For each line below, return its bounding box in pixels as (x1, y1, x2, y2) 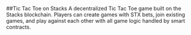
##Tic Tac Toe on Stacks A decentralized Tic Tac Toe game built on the (6, 5, 181, 12)
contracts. (6, 23, 32, 30)
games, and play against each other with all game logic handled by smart (6, 17, 186, 24)
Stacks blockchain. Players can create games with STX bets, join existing (6, 11, 186, 18)
